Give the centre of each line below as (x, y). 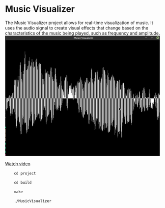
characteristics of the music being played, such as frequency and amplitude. (82, 33)
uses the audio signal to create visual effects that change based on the (77, 28)
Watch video (18, 164)
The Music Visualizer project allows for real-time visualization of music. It (79, 23)
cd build (23, 183)
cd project (25, 174)
